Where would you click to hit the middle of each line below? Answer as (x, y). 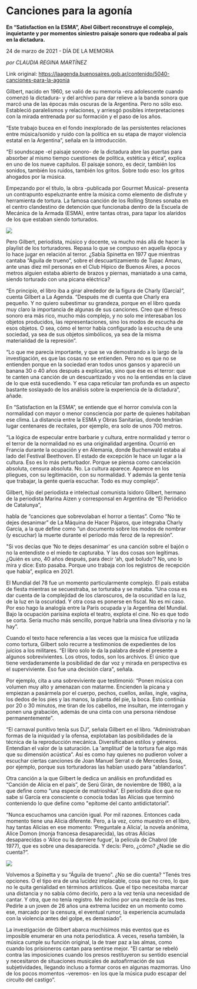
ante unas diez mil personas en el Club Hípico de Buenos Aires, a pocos (93, 266)
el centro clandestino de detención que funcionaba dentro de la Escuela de (97, 206)
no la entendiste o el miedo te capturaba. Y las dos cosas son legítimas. (93, 552)
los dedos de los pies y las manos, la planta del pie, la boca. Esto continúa (96, 699)
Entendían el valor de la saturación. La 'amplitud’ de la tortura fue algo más (97, 748)
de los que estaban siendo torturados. (52, 219)
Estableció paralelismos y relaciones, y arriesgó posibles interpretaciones (95, 110)
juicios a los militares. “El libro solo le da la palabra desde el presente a (92, 650)
